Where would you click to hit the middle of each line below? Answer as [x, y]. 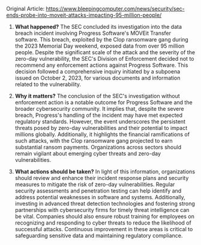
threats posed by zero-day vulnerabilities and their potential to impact [101, 128]
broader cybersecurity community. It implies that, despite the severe [99, 109]
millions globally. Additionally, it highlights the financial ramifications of [102, 134]
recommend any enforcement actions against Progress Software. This [101, 65]
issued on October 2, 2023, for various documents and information [97, 78]
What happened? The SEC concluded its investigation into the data [98, 27]
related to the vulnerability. [48, 84]
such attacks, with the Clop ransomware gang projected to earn [94, 141]
